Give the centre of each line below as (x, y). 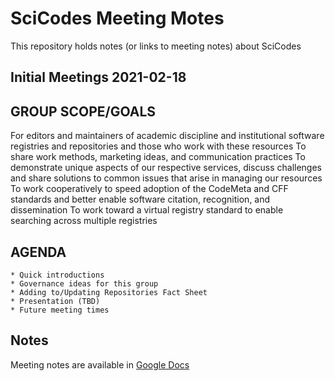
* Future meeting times (60, 310)
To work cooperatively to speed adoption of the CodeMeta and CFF (149, 189)
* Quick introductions (57, 275)
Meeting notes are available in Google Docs (100, 364)
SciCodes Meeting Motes (117, 18)
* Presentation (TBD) (55, 301)
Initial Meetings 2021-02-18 (98, 77)
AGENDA (38, 252)
